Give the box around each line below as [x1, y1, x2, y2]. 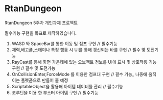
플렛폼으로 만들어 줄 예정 [21, 77, 68, 83]
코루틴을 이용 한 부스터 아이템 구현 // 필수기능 [11, 89, 99, 96]
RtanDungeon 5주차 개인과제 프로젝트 [4, 20, 78, 25]
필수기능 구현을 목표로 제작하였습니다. [4, 30, 77, 36]
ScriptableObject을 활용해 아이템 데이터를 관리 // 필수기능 [11, 83, 123, 89]
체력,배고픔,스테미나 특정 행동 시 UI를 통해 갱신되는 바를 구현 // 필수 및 [11, 47, 146, 52]
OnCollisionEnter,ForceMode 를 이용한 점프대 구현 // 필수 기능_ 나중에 [11, 71, 147, 77]
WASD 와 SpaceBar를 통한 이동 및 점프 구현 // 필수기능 [11, 40, 118, 47]
